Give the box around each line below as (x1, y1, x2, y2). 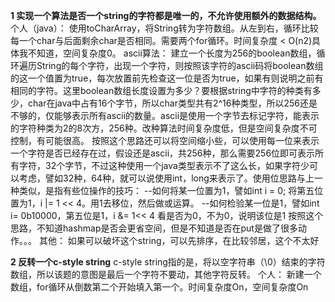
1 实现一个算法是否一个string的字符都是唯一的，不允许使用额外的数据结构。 (10, 10, 322, 21)
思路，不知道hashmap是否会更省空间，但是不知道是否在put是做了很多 (10, 222, 298, 234)
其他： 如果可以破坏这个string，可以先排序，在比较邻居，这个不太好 (38, 235, 320, 246)
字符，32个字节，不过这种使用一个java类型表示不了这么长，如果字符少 (18, 160, 310, 171)
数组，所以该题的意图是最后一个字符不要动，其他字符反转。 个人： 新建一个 (10, 269, 322, 280)
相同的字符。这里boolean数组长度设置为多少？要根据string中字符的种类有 (10, 85, 313, 96)
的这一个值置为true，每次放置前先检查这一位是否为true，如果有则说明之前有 (10, 72, 324, 84)
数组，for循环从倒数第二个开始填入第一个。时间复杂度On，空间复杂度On (10, 281, 309, 293)
